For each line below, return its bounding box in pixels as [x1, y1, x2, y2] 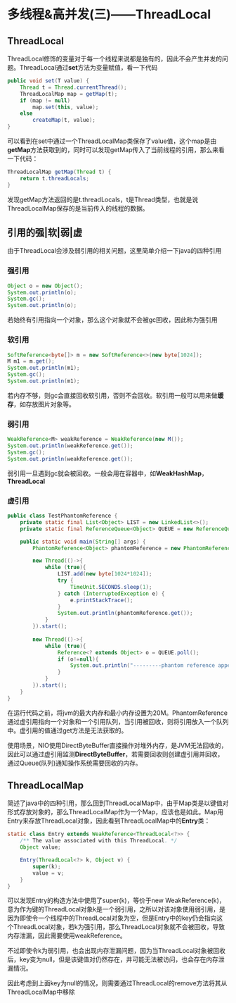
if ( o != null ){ [57, 656, 99, 663]
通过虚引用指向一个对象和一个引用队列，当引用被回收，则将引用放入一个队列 [7, 717, 229, 725]
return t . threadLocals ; [20, 175, 90, 182]
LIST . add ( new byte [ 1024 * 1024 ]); [57, 571, 152, 578]
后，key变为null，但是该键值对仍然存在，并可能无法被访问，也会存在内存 [7, 955, 219, 964]
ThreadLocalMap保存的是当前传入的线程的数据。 [7, 204, 149, 212]
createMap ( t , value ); [32, 117, 96, 124]
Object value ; [20, 844, 61, 851]
